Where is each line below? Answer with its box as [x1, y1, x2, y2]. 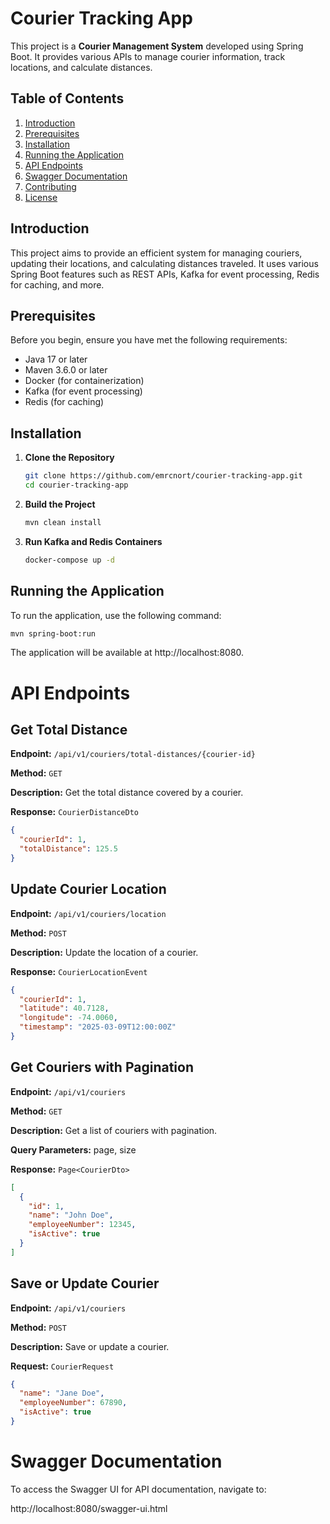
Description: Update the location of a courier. [10, 946, 199, 958]
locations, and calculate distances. [10, 61, 153, 73]
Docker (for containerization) [24, 375, 145, 387]
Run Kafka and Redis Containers [24, 535, 163, 547]
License [24, 191, 58, 203]
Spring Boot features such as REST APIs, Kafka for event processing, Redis [10, 268, 320, 280]
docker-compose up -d [24, 555, 115, 565]
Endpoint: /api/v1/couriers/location [10, 907, 167, 919]
